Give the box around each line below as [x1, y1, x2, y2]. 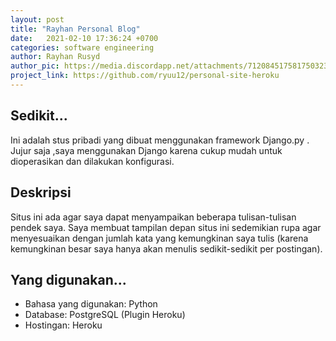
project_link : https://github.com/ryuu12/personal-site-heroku [10, 71, 280, 81]
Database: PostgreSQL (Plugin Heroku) [24, 309, 186, 321]
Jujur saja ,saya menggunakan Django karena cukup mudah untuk [10, 144, 283, 156]
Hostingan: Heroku [24, 319, 103, 331]
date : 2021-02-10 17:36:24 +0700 [10, 33, 159, 43]
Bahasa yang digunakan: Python [24, 298, 158, 310]
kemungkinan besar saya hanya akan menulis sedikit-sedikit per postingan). [10, 242, 323, 255]
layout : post [10, 14, 65, 25]
